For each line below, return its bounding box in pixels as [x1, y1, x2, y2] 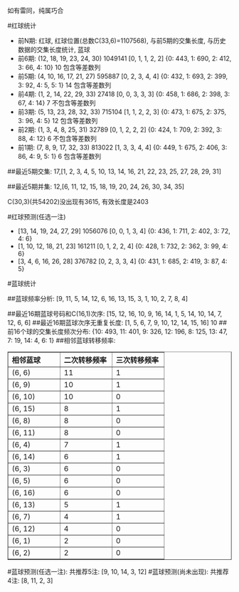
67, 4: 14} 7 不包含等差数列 [17, 99, 96, 107]
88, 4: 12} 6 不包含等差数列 [17, 134, 97, 142]
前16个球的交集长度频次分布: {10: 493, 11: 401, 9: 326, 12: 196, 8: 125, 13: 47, [7, 327, 228, 336]
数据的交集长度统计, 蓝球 [17, 46, 90, 53]
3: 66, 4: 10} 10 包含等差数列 [17, 63, 101, 71]
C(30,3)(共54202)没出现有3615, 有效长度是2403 [7, 198, 149, 206]
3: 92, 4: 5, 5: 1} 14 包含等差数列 [17, 81, 112, 89]
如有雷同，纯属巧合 [7, 6, 64, 14]
